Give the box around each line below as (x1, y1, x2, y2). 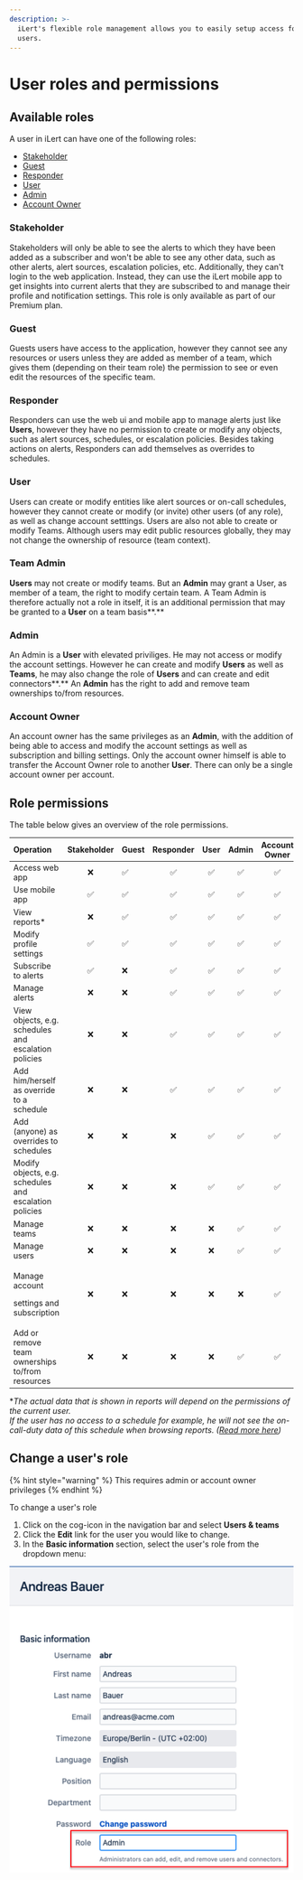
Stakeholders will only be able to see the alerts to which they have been (9, 242, 277, 253)
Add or (13, 1328, 39, 1339)
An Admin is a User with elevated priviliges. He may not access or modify (9, 650, 282, 660)
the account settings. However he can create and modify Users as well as (9, 659, 284, 670)
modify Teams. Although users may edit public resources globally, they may (9, 525, 291, 536)
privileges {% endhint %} (9, 1484, 104, 1495)
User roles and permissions (9, 73, 219, 94)
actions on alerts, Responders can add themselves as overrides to (9, 444, 255, 454)
